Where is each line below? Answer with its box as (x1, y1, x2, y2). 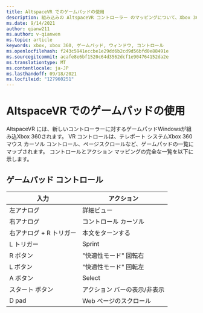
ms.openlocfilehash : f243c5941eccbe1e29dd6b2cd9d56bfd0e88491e (6, 48, 169, 54)
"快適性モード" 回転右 (82, 251, 144, 260)
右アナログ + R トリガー (9, 228, 77, 237)
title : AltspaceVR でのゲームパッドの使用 (6, 8, 105, 15)
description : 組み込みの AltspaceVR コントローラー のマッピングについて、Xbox (6, 15, 191, 21)
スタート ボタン (9, 285, 54, 294)
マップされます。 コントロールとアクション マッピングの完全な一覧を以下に (6, 148, 194, 155)
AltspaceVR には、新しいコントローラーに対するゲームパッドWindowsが (6, 125, 187, 133)
